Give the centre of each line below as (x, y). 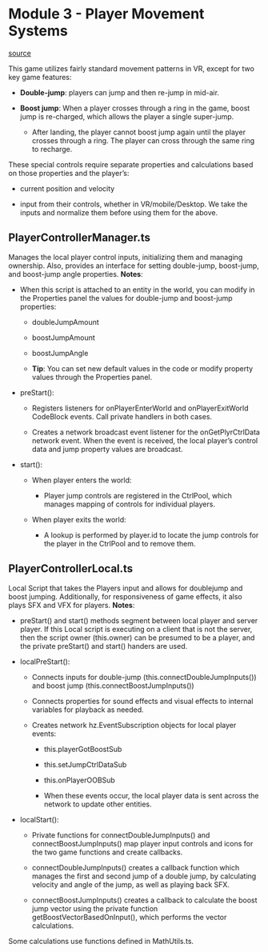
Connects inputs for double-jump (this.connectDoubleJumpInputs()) (144, 677)
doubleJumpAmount (66, 322)
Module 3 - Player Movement (106, 14)
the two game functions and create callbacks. (107, 852)
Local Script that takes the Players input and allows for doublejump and (126, 588)
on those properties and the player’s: (69, 173)
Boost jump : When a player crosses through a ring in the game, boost (135, 108)
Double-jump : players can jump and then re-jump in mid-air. (120, 92)
